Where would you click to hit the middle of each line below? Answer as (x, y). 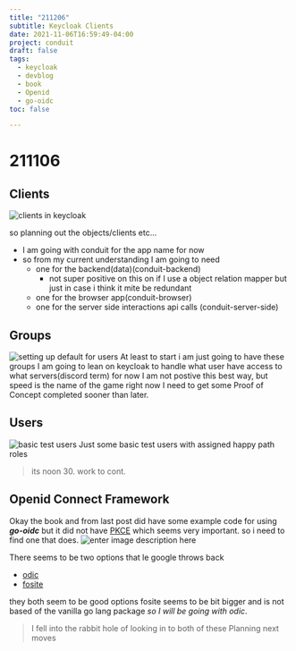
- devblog (35, 76)
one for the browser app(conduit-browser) (114, 298)
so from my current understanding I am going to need (121, 259)
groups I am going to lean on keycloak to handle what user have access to (146, 367)
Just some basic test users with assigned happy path (177, 444)
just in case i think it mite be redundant (120, 288)
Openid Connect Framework (89, 499)
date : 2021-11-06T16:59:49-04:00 (72, 34)
